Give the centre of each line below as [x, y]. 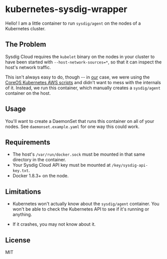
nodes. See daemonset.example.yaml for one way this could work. [72, 126]
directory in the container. [39, 160]
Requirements [28, 142]
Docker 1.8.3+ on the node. [40, 176]
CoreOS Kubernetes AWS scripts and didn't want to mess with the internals [83, 82]
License [18, 240]
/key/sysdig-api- [130, 166]
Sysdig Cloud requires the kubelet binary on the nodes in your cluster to [80, 56]
